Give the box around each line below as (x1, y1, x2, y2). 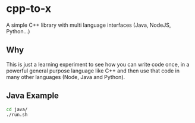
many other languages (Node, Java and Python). (6, 73, 125, 80)
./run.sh (6, 112, 28, 118)
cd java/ (6, 106, 28, 112)
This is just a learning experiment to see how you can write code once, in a (6, 61, 190, 68)
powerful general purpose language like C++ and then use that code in (6, 67, 180, 74)
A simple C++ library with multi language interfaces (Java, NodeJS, (6, 21, 171, 29)
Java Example (6, 91, 59, 101)
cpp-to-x (6, 2, 52, 15)
